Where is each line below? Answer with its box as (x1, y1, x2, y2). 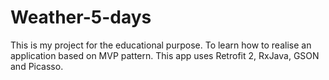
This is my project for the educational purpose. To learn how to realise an (10, 39, 312, 51)
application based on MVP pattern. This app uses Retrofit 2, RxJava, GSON (10, 49, 320, 61)
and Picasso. (10, 60, 64, 72)
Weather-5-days (10, 6, 152, 29)
